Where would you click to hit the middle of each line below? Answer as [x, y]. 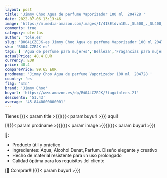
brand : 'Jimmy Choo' [27, 88]
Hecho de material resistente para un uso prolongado [67, 155]
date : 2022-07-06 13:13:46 [33, 19]
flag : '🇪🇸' [17, 83]
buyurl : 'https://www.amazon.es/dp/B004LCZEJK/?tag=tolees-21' [72, 93]
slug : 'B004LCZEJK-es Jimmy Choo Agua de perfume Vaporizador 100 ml [79, 42]
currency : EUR [20, 60]
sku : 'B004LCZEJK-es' [28, 47]
